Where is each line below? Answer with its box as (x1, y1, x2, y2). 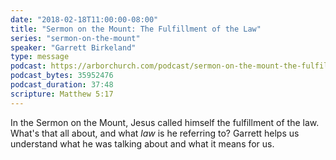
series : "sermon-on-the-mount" (10, 33, 141, 43)
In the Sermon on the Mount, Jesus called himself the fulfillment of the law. (10, 116, 320, 128)
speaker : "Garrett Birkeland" (10, 42, 137, 53)
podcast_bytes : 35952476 (10, 71, 114, 81)
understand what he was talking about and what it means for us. (10, 137, 275, 150)
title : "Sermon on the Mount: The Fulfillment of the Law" (10, 24, 262, 34)
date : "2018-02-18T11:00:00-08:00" (10, 14, 159, 25)
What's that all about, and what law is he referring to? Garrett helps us (10, 127, 300, 139)
